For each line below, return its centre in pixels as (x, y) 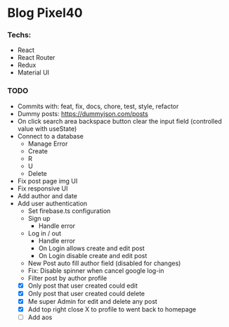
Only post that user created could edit (83, 286)
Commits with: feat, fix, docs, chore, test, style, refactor (98, 106)
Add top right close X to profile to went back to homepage (112, 309)
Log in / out (45, 233)
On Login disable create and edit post (93, 255)
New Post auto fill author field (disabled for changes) (104, 263)
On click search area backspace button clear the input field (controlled (120, 121)
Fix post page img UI (47, 181)
